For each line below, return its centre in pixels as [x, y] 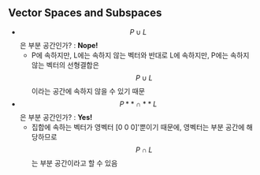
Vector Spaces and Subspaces [85, 13]
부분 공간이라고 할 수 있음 [79, 163]
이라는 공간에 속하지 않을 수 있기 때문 [88, 91]
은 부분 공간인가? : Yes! [56, 117]
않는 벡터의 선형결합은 [65, 65]
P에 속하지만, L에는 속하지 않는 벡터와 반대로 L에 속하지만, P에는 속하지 [140, 55]
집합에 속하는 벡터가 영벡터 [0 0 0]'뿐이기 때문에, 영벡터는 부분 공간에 [138, 127]
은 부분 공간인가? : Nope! [59, 45]
